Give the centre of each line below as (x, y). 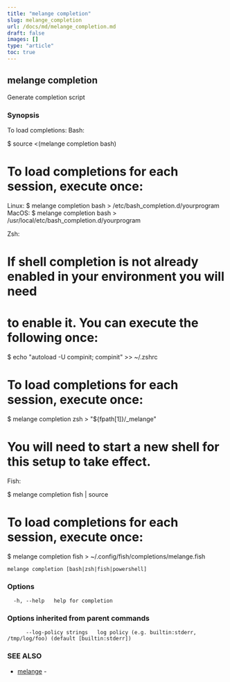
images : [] (23, 40)
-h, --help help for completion (63, 601)
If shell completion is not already (103, 262)
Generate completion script (46, 97)
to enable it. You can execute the (103, 323)
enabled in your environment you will (116, 276)
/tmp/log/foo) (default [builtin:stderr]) (69, 639)
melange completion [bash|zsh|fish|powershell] (77, 569)
